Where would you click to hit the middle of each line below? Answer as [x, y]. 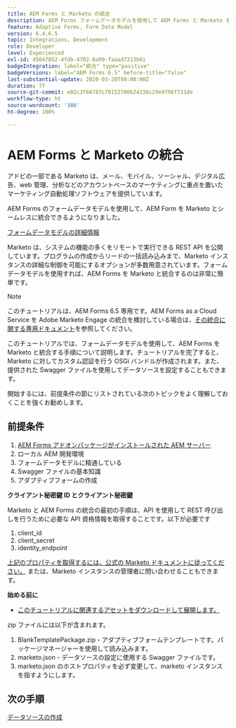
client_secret [36, 540]
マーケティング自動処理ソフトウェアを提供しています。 [87, 193]
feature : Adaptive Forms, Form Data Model [70, 27]
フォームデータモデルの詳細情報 [53, 232]
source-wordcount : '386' [44, 106]
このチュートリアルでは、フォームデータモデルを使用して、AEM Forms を [114, 343]
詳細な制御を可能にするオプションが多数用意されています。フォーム [130, 264]
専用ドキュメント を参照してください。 [81, 328]
